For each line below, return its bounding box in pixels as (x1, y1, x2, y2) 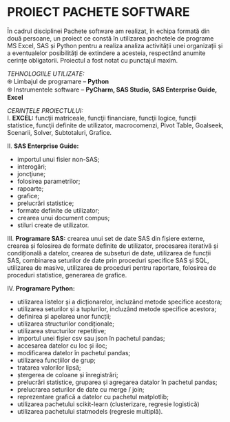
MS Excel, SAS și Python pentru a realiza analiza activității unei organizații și (7, 41, 223, 50)
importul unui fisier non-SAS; (17, 155, 100, 163)
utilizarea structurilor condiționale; (17, 319, 115, 328)
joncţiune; (17, 169, 46, 178)
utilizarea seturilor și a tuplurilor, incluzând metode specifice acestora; (17, 304, 217, 313)
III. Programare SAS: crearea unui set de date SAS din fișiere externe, (7, 234, 205, 242)
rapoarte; (17, 184, 44, 193)
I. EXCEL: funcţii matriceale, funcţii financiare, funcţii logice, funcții (7, 114, 197, 122)
